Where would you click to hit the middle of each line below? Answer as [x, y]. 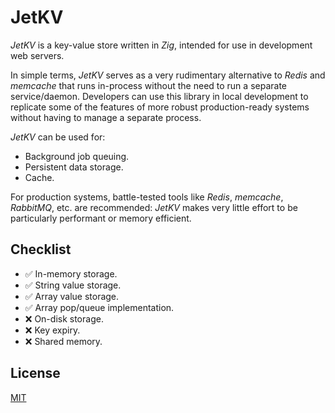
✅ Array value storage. [72, 296]
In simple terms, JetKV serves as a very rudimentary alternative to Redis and [168, 75]
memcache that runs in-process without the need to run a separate [148, 85]
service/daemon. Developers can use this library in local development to [159, 96]
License [35, 373]
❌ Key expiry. [52, 330]
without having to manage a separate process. [106, 117]
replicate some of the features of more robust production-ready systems [160, 107]
